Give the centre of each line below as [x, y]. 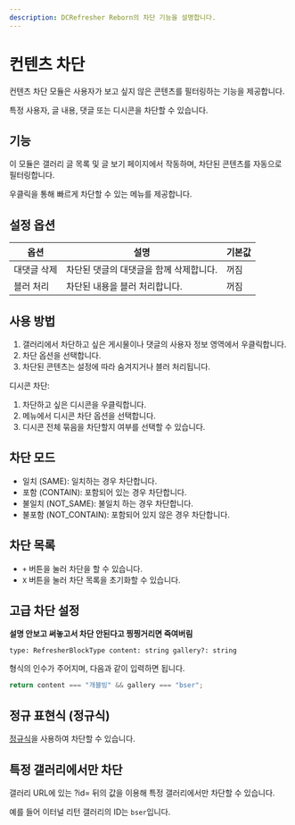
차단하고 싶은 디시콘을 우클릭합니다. [84, 404]
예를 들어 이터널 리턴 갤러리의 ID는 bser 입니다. [90, 812]
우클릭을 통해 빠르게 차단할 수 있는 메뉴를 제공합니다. [101, 194]
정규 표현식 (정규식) [60, 716]
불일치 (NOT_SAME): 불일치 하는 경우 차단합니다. [108, 503]
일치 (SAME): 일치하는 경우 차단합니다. [90, 481]
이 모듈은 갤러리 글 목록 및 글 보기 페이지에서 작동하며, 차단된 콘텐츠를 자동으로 [146, 164]
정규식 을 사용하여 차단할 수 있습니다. [72, 739]
